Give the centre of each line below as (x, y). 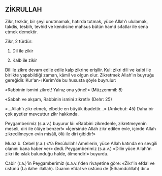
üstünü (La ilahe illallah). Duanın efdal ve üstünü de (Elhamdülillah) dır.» (77, 168)
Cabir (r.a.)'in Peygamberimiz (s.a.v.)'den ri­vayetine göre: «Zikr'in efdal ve (80, 163)
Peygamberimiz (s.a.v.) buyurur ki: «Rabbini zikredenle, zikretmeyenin (76, 123)
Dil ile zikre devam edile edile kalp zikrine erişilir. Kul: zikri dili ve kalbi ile (78, 70)
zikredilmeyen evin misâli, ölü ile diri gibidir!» (50, 134)
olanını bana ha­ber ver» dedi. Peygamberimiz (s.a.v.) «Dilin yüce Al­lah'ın (78, 149)
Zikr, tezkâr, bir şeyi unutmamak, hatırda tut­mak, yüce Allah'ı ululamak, (77, 21)
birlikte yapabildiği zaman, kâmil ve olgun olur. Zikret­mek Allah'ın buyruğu (80, 75)
